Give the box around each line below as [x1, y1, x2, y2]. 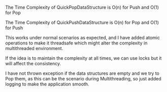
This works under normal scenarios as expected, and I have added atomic [5, 35, 160, 40]
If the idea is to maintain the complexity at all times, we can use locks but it [5, 55, 162, 61]
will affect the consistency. [5, 61, 61, 66]
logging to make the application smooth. [5, 81, 90, 87]
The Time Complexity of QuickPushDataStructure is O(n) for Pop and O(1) [5, 20, 159, 25]
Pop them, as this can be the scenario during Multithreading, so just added [5, 76, 161, 81]
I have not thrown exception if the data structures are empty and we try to [5, 70, 160, 76]
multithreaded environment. [5, 45, 63, 51]
